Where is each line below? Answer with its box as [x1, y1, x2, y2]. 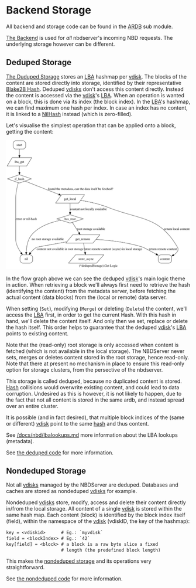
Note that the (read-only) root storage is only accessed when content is [6, 341, 179, 348]
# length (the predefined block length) [61, 548, 161, 553]
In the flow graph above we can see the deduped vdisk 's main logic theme [6, 275, 185, 282]
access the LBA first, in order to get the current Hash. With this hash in [6, 311, 177, 318]
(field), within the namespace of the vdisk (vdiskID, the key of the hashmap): [6, 518, 190, 525]
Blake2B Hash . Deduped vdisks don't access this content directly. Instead [6, 86, 184, 93]
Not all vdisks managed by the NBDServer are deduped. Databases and [6, 481, 178, 488]
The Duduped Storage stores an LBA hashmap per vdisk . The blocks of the [6, 73, 187, 80]
